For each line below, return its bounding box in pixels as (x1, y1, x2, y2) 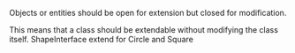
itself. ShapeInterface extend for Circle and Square (9, 34, 194, 44)
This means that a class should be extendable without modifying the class (9, 25, 278, 34)
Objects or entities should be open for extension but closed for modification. (9, 8, 287, 18)
